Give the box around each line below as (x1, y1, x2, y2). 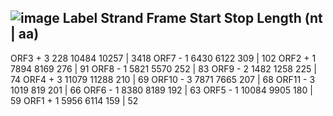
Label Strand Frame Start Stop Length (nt (62, 10, 323, 27)
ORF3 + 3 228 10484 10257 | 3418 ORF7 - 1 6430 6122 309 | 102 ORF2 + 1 (10, 52, 317, 64)
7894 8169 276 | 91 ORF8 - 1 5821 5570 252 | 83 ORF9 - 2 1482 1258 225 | (10, 62, 317, 75)
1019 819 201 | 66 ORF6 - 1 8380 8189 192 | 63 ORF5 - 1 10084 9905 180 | (10, 84, 313, 96)
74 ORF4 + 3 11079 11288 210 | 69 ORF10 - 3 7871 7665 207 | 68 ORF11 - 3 (10, 73, 316, 85)
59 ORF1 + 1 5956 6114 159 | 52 (10, 94, 139, 106)
